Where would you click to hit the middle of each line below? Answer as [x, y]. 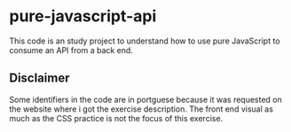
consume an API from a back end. [71, 50]
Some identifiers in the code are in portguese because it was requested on [145, 99]
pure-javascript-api [83, 16]
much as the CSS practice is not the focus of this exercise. [116, 118]
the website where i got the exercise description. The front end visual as [141, 109]
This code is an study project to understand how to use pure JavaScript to [145, 41]
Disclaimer [39, 78]
